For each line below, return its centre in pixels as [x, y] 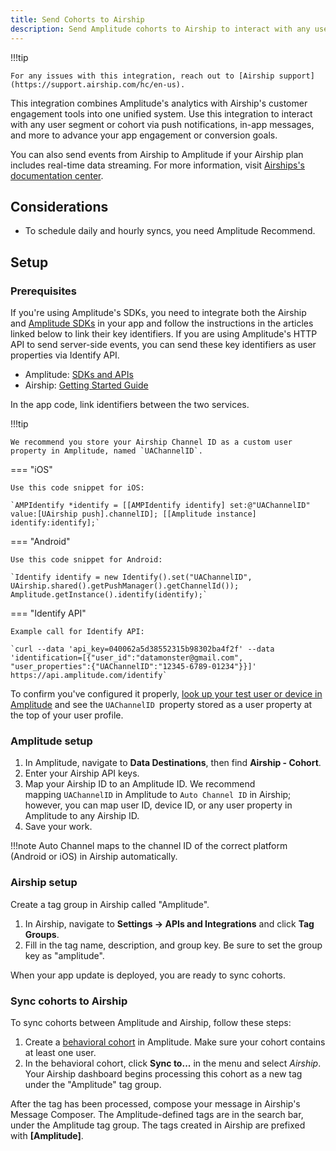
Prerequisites [43, 291]
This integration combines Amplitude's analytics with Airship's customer [159, 103]
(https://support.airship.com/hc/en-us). [98, 84]
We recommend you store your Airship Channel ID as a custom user [151, 442]
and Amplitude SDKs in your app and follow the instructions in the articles [162, 323]
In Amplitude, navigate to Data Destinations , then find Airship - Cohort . [173, 763]
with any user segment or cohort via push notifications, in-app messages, [162, 124]
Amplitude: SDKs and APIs [79, 374]
